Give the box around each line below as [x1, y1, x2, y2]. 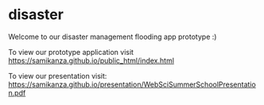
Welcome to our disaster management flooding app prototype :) [8, 32, 217, 41]
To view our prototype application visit [8, 47, 134, 56]
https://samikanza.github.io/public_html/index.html [8, 56, 175, 65]
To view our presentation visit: [8, 71, 107, 80]
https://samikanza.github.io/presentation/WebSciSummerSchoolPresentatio [8, 80, 256, 89]
